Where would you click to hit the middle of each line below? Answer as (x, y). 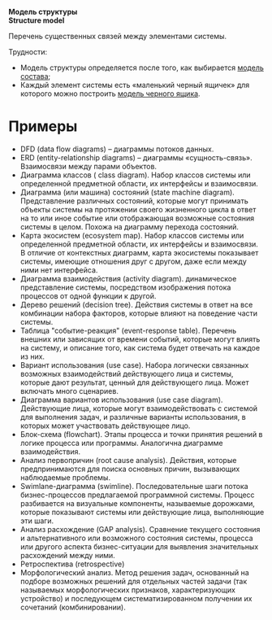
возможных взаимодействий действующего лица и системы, (127, 373)
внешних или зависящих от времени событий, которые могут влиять (140, 339)
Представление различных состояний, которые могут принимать (134, 201)
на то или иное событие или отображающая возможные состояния (137, 218)
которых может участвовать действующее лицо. (105, 426)
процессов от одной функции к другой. (88, 295)
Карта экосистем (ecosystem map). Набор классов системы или (132, 235)
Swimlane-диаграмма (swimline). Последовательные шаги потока (134, 486)
